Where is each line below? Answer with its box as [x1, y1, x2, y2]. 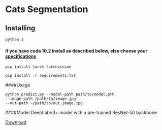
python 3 [5, 37, 24, 42]
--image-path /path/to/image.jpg [5, 96, 76, 102]
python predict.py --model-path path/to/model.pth [5, 92, 115, 97]
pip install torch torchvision [5, 64, 72, 69]
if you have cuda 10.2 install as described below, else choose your [5, 48, 148, 54]
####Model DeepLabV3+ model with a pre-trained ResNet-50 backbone [5, 110, 157, 116]
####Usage [5, 82, 30, 88]
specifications [5, 53, 37, 59]
